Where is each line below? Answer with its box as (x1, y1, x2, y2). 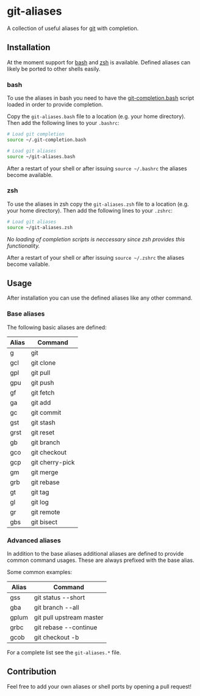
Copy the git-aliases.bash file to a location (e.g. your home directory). (7, 113, 185, 120)
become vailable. (7, 260, 50, 268)
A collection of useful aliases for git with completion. (7, 25, 139, 32)
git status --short (34, 593, 85, 602)
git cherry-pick (30, 458, 75, 466)
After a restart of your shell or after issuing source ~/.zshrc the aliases (7, 254, 185, 261)
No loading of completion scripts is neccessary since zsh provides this (7, 235, 185, 243)
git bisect (30, 518, 57, 526)
